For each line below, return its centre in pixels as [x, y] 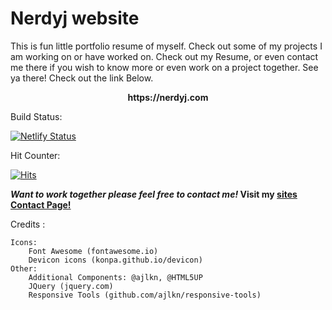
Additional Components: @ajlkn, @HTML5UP [115, 277]
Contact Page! [41, 204]
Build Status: [36, 116]
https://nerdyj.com [168, 97]
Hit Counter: [35, 155]
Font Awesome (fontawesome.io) [93, 251]
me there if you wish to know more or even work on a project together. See [164, 67]
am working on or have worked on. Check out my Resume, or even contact [164, 56]
